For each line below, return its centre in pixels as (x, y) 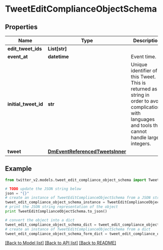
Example (18, 169)
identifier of (144, 71)
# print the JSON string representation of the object (62, 207)
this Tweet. (143, 77)
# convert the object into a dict (40, 220)
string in (140, 95)
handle (139, 137)
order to (140, 101)
